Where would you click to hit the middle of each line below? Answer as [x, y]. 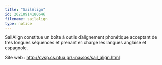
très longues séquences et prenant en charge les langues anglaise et [76, 43]
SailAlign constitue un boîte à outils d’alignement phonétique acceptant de [81, 37]
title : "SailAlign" [25, 10]
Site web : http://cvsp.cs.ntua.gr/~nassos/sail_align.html [63, 58]
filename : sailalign [27, 19]
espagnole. [17, 48]
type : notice [19, 23]
